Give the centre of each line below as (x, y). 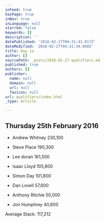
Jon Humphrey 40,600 (35, 204)
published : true (22, 65)
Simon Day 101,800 (32, 176)
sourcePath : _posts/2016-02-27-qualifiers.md (52, 60)
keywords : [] (18, 33)
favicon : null (24, 92)
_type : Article (21, 102)
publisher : (16, 74)
